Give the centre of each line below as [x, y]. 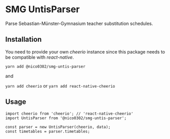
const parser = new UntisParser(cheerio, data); [58, 127]
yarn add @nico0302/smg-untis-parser [45, 66]
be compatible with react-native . [40, 57]
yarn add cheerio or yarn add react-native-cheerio [60, 86]
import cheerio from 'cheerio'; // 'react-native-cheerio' [69, 114]
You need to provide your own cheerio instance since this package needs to [85, 51]
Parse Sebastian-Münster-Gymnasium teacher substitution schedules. [79, 23]
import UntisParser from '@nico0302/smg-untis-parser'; [66, 118]
